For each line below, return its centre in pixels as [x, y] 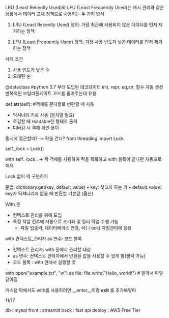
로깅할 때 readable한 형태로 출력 [45, 121]
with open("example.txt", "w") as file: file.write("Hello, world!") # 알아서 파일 [84, 273]
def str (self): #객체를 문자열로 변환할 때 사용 [50, 104]
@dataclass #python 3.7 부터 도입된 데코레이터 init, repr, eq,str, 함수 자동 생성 [84, 87]
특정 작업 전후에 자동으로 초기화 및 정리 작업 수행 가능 [65, 221]
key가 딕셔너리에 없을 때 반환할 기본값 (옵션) [49, 193]
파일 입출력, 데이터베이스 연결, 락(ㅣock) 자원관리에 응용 [76, 228]
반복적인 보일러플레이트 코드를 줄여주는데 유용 [51, 93]
